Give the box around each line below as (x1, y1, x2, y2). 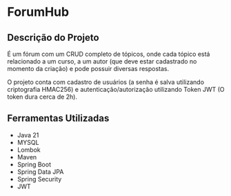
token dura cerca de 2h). (7, 92, 78, 101)
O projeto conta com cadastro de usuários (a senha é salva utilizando (7, 78, 205, 86)
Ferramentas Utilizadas (7, 112, 110, 124)
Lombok (17, 146, 41, 154)
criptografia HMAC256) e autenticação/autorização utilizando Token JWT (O (7, 86, 225, 93)
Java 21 (17, 130, 39, 139)
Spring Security (17, 175, 62, 183)
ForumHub (7, 4, 70, 20)
